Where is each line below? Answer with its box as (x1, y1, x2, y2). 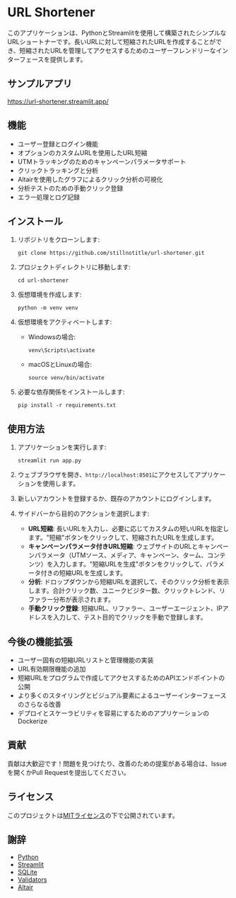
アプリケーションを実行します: (17, 443, 107, 452)
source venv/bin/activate (28, 375, 105, 382)
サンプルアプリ (7, 78, 73, 90)
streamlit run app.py (17, 457, 81, 465)
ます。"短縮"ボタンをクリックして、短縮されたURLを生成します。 (28, 533, 218, 542)
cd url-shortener (17, 277, 69, 284)
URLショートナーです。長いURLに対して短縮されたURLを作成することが (7, 37, 216, 46)
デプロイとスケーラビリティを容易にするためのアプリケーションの (17, 709, 210, 717)
